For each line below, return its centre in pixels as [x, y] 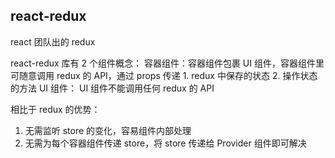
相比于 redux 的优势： [55, 109]
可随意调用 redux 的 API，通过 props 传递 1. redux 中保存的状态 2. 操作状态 [164, 75]
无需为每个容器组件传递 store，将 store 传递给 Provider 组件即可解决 [165, 143]
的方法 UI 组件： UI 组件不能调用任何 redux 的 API [112, 88]
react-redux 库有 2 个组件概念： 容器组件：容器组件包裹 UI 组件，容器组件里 [167, 63]
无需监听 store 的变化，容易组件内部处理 [108, 130]
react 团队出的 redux [53, 41]
